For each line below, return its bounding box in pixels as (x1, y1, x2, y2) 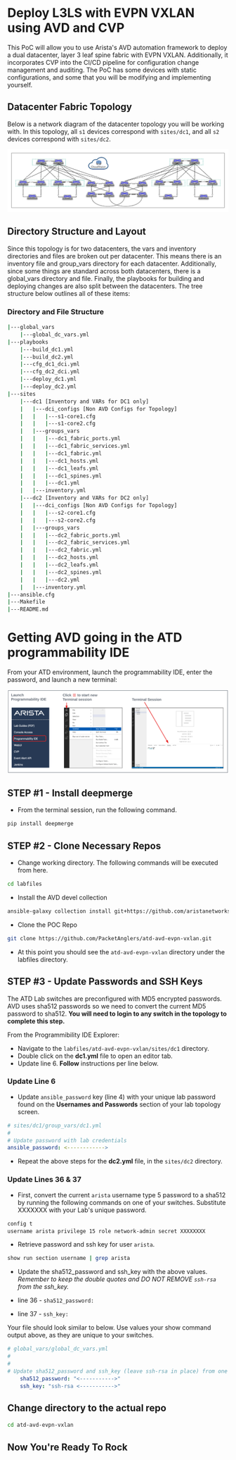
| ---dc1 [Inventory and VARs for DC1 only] (20, 398, 150, 405)
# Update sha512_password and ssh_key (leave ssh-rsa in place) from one (7, 1368, 228, 1375)
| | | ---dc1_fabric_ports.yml (20, 435, 121, 442)
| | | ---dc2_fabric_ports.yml (20, 532, 121, 539)
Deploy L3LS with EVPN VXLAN (7, 5, 195, 21)
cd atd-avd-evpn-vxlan (7, 1421, 74, 1429)
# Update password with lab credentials (7, 1137, 128, 1144)
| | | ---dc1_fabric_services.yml (20, 442, 131, 450)
